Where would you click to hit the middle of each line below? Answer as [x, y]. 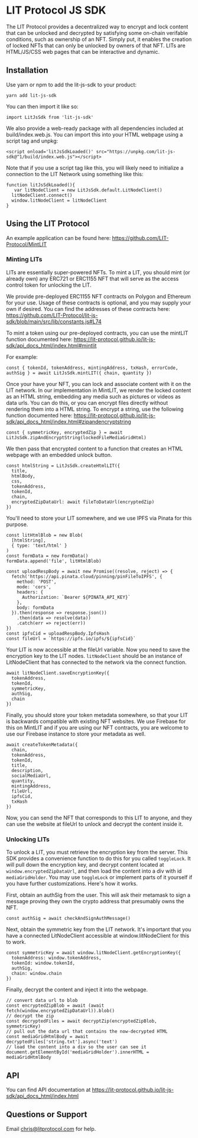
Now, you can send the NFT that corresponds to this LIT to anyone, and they [99, 818]
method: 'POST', [37, 582]
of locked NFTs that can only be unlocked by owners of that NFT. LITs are [96, 46]
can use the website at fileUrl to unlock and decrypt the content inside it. [95, 824]
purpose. [17, 524]
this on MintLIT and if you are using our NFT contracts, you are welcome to [98, 727]
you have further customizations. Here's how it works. [72, 884]
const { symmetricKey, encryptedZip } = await [64, 432]
